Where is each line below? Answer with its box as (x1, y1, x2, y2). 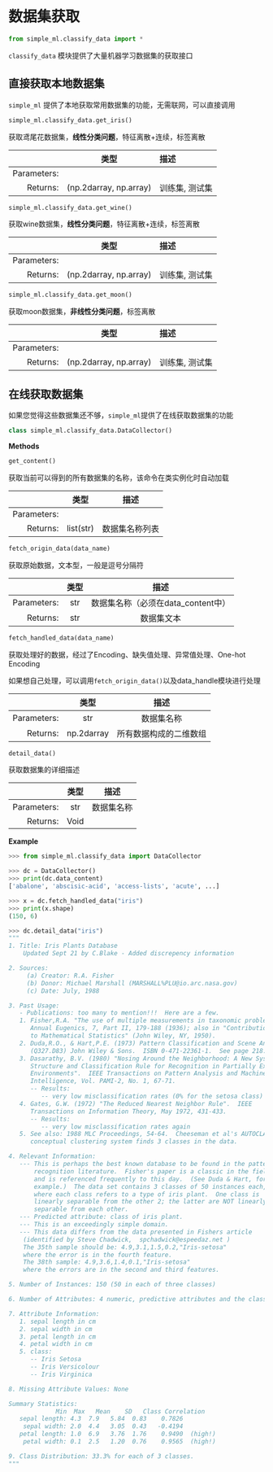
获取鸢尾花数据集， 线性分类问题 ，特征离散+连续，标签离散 (8, 132, 206, 142)
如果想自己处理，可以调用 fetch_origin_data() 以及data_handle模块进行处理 (8, 675, 262, 685)
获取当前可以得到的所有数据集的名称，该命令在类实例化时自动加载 (8, 473, 229, 483)
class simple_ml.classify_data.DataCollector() (8, 426, 173, 435)
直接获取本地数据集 (8, 76, 105, 90)
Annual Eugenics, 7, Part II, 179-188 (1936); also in (29, 1024, 220, 1033)
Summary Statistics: (8, 1400, 79, 1408)
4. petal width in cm (19, 1340, 93, 1348)
